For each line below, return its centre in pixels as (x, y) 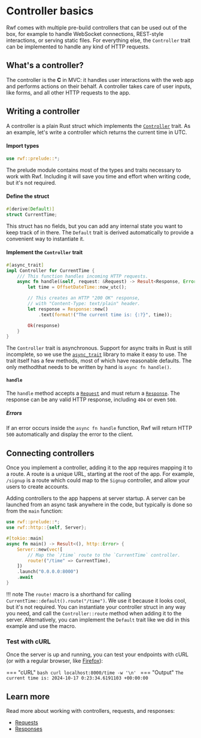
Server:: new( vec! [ (40, 549)
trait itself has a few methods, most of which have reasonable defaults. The (99, 361)
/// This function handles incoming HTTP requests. (83, 276)
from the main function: (34, 511)
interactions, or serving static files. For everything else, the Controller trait (98, 40)
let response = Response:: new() (68, 309)
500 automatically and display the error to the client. (70, 434)
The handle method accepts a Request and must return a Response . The (93, 393)
